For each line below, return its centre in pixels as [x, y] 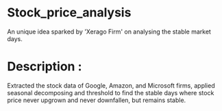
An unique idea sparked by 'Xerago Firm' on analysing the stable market [109, 32]
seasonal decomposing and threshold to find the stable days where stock [111, 92]
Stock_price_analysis [69, 13]
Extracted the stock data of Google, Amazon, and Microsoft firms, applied [111, 85]
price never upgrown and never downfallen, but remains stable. [97, 100]
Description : [45, 67]
